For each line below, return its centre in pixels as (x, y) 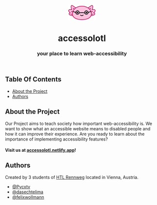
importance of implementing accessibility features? (57, 139)
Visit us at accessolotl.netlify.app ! (41, 150)
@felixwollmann (28, 197)
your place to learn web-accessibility (82, 53)
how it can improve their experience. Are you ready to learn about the (75, 134)
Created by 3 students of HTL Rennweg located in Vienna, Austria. (72, 177)
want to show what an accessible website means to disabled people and (78, 128)
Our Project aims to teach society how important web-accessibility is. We (79, 123)
